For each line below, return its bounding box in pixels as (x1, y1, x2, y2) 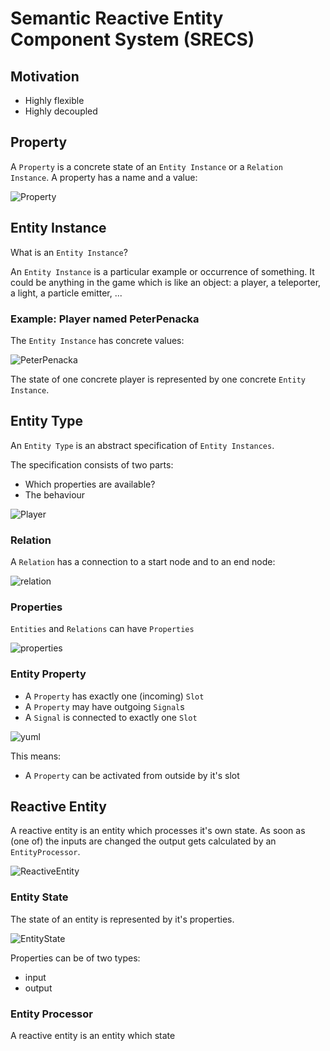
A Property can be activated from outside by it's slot (24, 769, 240, 781)
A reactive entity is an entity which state (10, 1030, 176, 1042)
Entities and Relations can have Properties (10, 623, 195, 635)
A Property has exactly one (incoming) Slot (24, 690, 205, 702)
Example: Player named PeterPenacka (10, 312, 200, 326)
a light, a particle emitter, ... (10, 287, 123, 299)
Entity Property (10, 667, 87, 681)
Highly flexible (24, 95, 85, 106)
